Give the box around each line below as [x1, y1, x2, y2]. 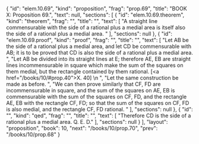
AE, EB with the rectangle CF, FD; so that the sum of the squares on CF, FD [6, 100, 189, 106]
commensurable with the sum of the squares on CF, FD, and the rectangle [6, 93, 187, 100]
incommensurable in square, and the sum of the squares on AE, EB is [6, 87, 175, 94]
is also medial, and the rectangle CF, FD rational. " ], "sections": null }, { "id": [6, 106, 193, 113]
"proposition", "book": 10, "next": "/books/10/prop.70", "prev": [6, 124, 158, 132]
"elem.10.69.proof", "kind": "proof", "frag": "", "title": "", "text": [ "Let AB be [6, 37, 189, 43]
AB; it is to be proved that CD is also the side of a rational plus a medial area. [6, 49, 193, 56]
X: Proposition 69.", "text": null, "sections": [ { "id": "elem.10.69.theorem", [6, 11, 185, 18]
